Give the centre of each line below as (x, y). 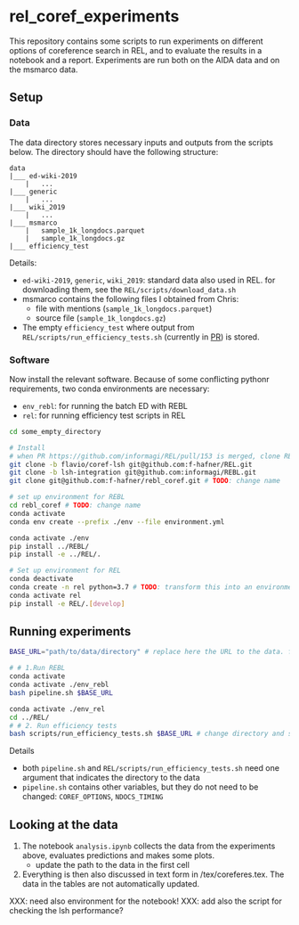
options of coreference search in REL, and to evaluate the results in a (136, 50)
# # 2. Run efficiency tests (63, 725)
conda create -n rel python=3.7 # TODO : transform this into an (131, 587)
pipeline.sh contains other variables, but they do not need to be (140, 787)
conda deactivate (41, 579)
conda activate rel (45, 595)
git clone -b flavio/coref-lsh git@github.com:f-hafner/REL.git (131, 464)
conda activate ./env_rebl (59, 685)
